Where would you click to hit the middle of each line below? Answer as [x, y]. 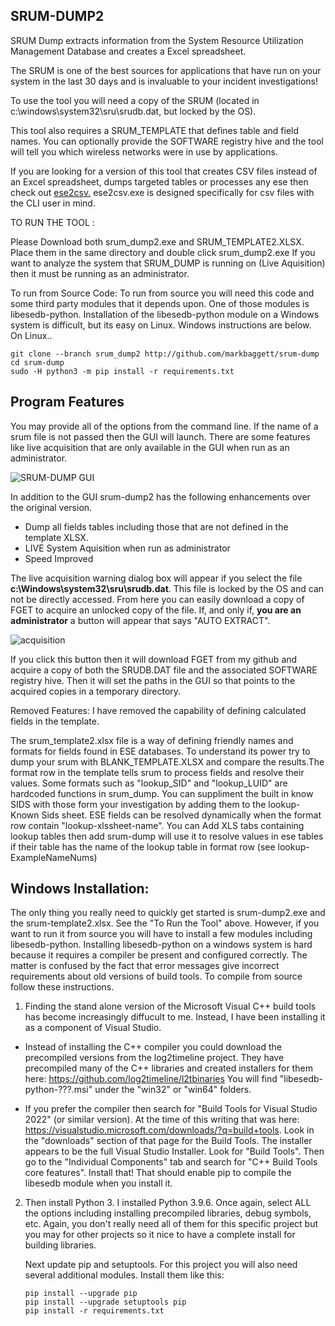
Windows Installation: [80, 889]
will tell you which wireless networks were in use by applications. [144, 151]
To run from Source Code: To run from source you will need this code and [162, 293]
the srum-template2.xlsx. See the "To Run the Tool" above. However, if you [165, 923]
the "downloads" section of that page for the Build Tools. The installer [168, 1141]
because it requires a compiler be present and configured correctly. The [159, 955]
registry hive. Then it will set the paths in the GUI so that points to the [153, 680]
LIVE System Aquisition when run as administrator [127, 548]
